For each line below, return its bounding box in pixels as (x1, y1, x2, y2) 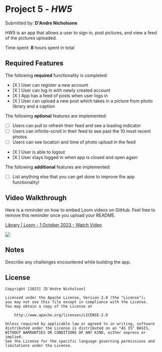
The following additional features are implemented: (5, 164, 111, 170)
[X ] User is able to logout (12, 149, 65, 155)
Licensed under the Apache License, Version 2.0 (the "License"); (5, 295, 146, 300)
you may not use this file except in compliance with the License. (5, 300, 149, 305)
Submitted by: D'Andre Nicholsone (5, 20, 78, 26)
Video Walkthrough (5, 193, 67, 202)
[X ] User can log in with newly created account (12, 87, 111, 93)
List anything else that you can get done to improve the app (12, 174, 135, 179)
